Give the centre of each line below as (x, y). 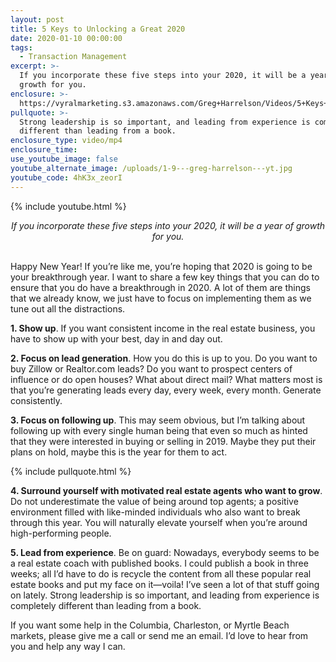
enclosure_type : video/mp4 (66, 141)
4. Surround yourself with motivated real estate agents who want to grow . (166, 490)
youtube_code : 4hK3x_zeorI (66, 177)
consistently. (36, 400)
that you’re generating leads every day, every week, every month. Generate (166, 390)
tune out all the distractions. (68, 308)
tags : (21, 47)
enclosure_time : (44, 150)
